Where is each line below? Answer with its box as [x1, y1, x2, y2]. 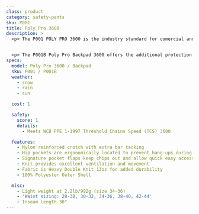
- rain [17, 85, 33, 91]
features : [11, 139, 36, 145]
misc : [11, 183, 25, 189]
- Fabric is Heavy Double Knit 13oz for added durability [17, 166, 163, 172]
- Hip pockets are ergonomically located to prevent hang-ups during [17, 150, 192, 156]
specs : [6, 57, 23, 63]
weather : [11, 74, 33, 80]
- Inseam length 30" [17, 199, 68, 205]
